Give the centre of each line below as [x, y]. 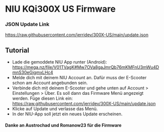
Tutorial [17, 50]
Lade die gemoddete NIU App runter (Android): [59, 62]
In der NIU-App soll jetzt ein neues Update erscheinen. [67, 114]
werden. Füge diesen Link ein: [42, 98]
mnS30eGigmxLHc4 [33, 72]
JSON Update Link [27, 24]
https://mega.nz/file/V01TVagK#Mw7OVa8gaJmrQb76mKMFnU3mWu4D [85, 67]
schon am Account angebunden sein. [50, 83]
